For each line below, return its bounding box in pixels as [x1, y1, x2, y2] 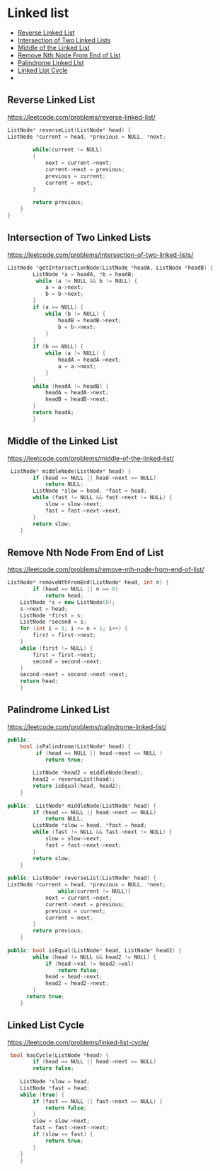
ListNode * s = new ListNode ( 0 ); [20, 598, 115, 606]
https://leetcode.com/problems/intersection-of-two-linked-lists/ [7, 250, 194, 259]
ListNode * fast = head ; [20, 1085, 91, 1092]
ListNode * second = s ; [20, 618, 87, 626]
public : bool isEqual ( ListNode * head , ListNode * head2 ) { [7, 947, 182, 954]
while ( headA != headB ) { [33, 382, 110, 390]
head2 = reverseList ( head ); [33, 776, 115, 783]
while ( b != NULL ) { [45, 310, 106, 317]
